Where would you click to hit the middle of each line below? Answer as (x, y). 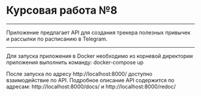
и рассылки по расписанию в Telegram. (57, 39)
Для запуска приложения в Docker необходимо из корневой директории (100, 56)
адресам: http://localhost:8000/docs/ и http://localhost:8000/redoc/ (91, 86)
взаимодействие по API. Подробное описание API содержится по (90, 80)
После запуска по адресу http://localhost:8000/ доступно (79, 74)
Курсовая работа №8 (62, 10)
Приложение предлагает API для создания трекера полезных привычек (98, 32)
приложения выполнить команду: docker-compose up (75, 62)
